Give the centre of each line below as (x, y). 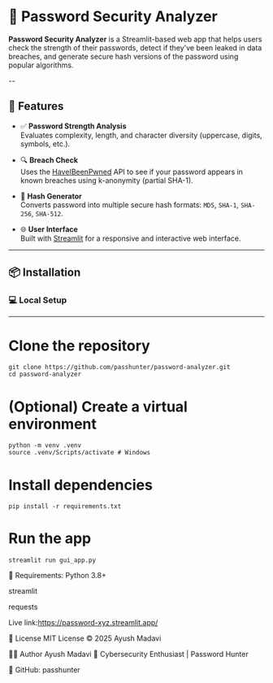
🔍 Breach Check (49, 160)
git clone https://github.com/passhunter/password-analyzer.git (119, 368)
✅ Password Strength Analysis (73, 126)
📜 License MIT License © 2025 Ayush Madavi (85, 638)
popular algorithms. (41, 65)
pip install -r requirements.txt (65, 507)
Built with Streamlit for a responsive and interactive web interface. (130, 238)
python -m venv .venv (45, 446)
